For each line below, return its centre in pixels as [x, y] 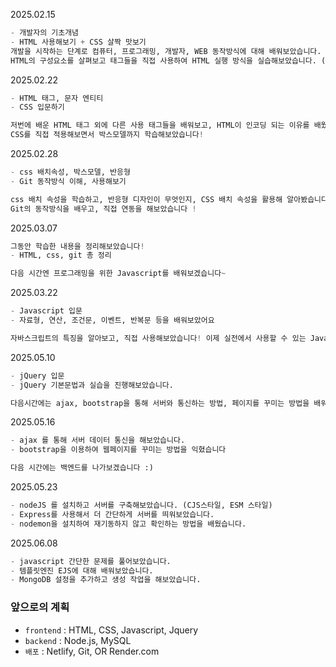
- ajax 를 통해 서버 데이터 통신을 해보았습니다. [98, 440]
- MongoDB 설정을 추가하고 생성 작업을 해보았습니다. [106, 580]
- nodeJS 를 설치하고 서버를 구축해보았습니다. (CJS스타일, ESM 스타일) [141, 505]
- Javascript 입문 [46, 311]
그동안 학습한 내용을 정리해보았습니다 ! [77, 246]
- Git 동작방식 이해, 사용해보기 [68, 181]
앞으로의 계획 [40, 607]
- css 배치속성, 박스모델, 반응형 [70, 172]
